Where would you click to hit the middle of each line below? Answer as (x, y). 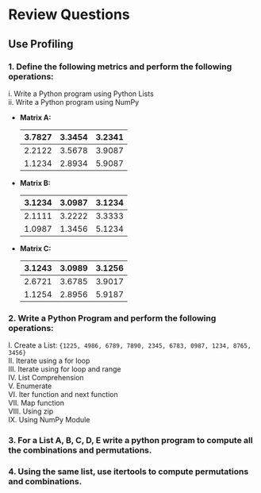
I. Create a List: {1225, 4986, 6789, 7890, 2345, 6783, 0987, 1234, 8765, (130, 345)
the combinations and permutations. (80, 450)
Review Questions (69, 15)
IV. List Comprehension (46, 378)
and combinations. (45, 482)
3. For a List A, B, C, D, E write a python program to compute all (130, 441)
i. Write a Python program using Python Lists (81, 94)
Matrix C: (35, 248)
